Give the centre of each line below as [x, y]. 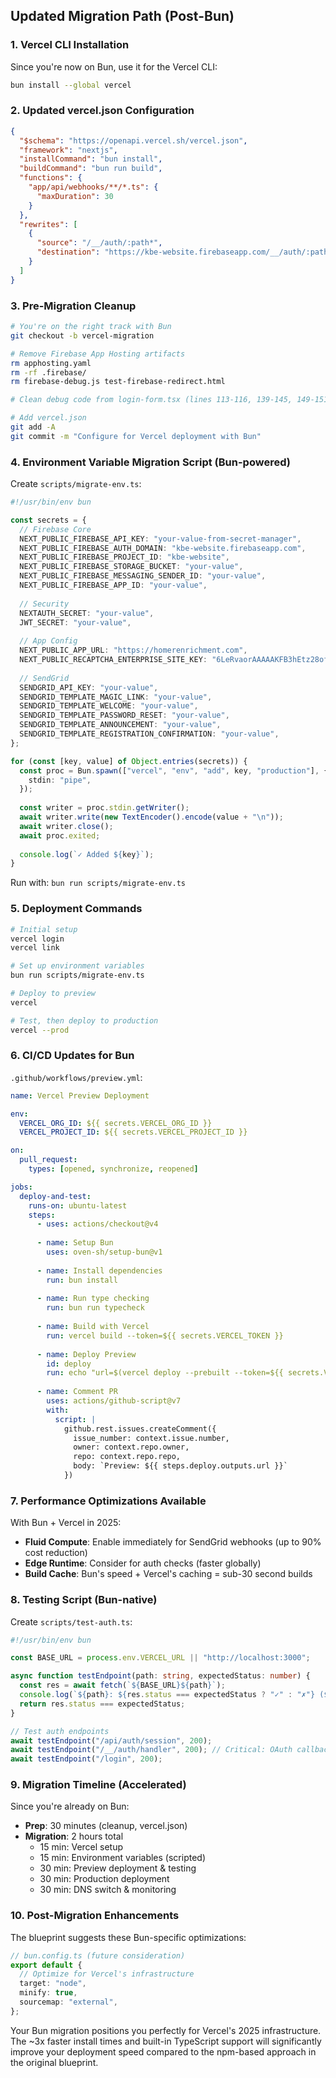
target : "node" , [53, 1984]
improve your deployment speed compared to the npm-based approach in [163, 2051]
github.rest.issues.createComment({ [140, 1429]
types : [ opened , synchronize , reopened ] [113, 1169]
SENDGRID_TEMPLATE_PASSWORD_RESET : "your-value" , [124, 715]
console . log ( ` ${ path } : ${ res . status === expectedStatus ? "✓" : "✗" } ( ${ [176, 1695]
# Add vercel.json [48, 418]
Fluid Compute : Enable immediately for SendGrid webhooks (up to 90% [173, 1542]
